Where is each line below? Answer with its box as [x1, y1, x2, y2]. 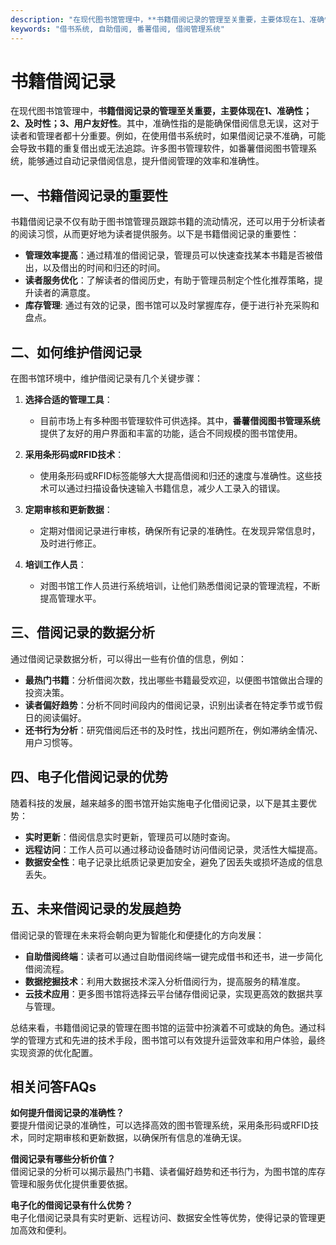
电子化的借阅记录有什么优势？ [10, 1199, 133, 1211]
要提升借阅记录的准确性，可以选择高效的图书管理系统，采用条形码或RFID [10, 1119, 311, 1131]
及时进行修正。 [39, 537, 102, 550]
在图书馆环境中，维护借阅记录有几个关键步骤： [10, 372, 203, 385]
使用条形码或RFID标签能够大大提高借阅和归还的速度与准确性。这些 [39, 470, 314, 482]
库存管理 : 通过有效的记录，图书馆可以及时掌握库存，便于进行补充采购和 [24, 299, 320, 311]
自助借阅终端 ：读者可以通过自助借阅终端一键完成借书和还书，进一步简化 [24, 950, 323, 962]
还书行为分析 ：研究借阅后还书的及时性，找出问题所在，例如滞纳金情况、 [24, 724, 323, 736]
